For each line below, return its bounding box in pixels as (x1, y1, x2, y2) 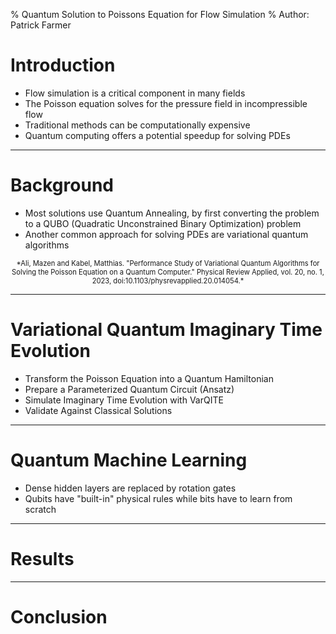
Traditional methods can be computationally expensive (24, 119, 251, 131)
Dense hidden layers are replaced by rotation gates (24, 482, 237, 494)
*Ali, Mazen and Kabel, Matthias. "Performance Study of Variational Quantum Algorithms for (16, 258, 320, 268)
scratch (24, 503, 57, 515)
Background (10, 174, 114, 197)
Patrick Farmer (10, 19, 72, 31)
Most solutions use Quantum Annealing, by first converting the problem (24, 207, 320, 219)
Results (10, 547, 75, 570)
